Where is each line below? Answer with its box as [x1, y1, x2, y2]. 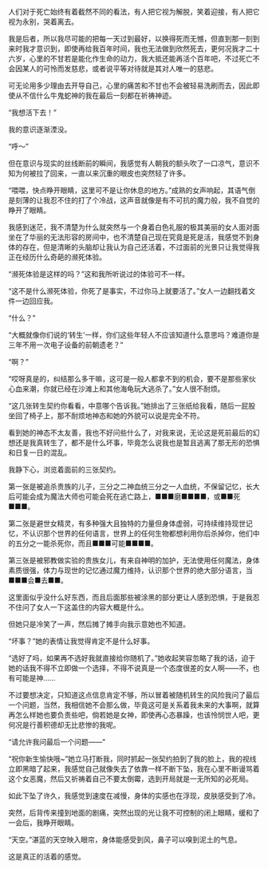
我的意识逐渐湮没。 [8, 124, 72, 134]
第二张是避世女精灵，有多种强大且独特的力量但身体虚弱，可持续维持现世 [8, 519, 246, 528]
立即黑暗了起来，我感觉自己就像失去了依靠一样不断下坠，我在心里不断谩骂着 [8, 764, 260, 773]
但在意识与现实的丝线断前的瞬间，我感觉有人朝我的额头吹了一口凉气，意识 [8, 159, 253, 168]
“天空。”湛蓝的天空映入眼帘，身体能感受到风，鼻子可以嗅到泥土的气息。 [8, 835, 242, 844]
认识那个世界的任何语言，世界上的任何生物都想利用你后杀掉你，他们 [29, 529, 253, 538]
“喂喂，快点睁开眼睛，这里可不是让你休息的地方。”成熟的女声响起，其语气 [8, 186, 249, 195]
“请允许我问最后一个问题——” [8, 737, 106, 746]
